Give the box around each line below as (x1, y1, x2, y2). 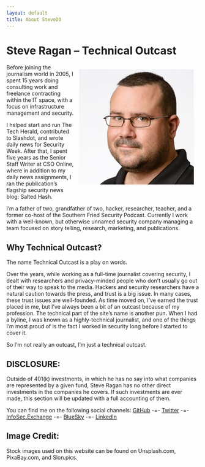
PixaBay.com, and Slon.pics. (6, 453, 78, 461)
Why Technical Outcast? (6, 242, 102, 253)
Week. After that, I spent (6, 147, 68, 155)
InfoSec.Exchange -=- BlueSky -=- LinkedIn (6, 413, 117, 420)
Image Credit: (6, 431, 59, 441)
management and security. (6, 109, 74, 117)
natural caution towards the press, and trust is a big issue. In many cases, (6, 290, 192, 298)
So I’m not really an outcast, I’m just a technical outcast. (6, 341, 147, 349)
